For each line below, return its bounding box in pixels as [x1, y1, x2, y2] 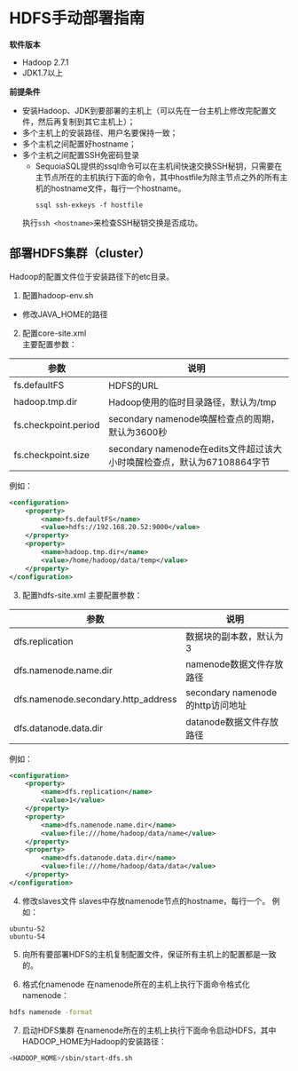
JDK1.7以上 [21, 67, 64, 78]
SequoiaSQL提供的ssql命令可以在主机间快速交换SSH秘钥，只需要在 [35, 161, 282, 171]
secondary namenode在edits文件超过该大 [107, 442, 282, 455]
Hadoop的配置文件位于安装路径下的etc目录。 [9, 271, 175, 282]
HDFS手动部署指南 [9, 8, 145, 28]
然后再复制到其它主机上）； [37, 116, 136, 127]
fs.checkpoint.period [13, 418, 100, 431]
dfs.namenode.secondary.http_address [13, 693, 177, 705]
